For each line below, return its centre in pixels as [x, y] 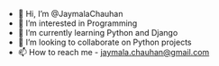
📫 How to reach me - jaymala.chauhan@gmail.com [114, 52]
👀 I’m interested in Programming [78, 23]
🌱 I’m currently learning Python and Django [98, 33]
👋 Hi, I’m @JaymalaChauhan [70, 14]
